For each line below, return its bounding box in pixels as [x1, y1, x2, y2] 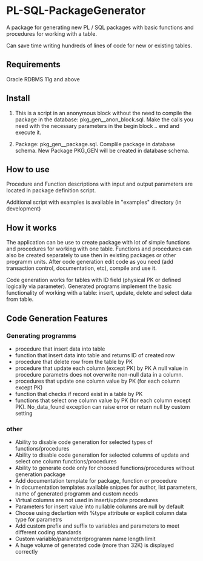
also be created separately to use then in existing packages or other [6, 252, 176, 259]
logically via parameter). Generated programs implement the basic [6, 283, 172, 290]
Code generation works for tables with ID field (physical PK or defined [6, 277, 181, 284]
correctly [15, 548, 38, 556]
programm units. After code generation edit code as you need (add [6, 258, 174, 266]
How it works [6, 223, 57, 233]
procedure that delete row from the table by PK [15, 358, 133, 365]
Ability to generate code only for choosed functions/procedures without [15, 465, 195, 472]
